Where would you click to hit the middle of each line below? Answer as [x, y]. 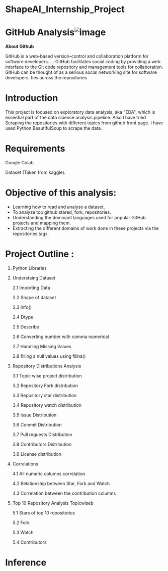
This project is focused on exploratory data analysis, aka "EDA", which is [80, 112]
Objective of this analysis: [61, 193]
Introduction [32, 98]
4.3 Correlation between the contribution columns [64, 493]
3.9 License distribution [37, 454]
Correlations [25, 464]
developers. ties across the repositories [46, 78]
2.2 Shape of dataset [34, 297]
